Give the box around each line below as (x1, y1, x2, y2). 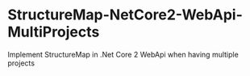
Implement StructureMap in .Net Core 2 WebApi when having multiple (7, 49, 239, 59)
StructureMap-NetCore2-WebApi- (7, 6, 243, 24)
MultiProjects (7, 23, 100, 41)
